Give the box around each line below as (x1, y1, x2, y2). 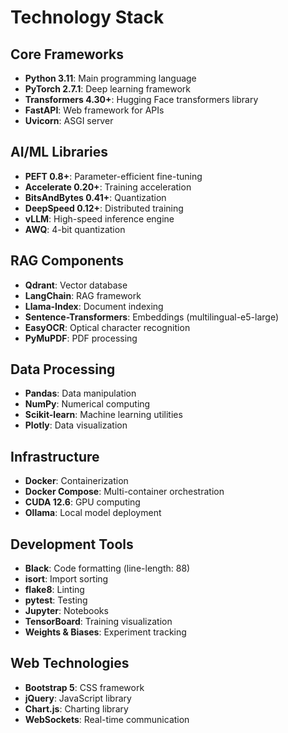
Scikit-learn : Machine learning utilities (24, 409, 183, 421)
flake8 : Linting (24, 584, 85, 596)
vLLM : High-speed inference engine (24, 212, 175, 225)
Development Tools (10, 536, 134, 553)
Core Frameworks (10, 46, 124, 63)
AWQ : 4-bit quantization (24, 223, 126, 235)
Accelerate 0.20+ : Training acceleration (24, 181, 192, 193)
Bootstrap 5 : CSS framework (24, 681, 145, 693)
